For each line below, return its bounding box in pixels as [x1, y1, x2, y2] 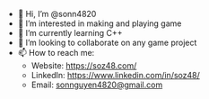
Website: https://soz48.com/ [30, 60, 137, 71]
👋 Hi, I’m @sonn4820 [17, 9, 97, 19]
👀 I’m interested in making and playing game [17, 18, 182, 29]
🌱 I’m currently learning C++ [17, 28, 123, 38]
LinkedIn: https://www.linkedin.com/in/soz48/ [30, 70, 200, 80]
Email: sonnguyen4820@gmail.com [30, 79, 163, 90]
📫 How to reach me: [17, 48, 95, 58]
